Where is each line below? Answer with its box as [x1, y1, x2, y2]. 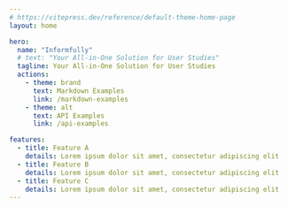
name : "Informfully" [17, 45, 93, 54]
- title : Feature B [17, 160, 90, 169]
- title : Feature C [17, 176, 90, 186]
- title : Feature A [17, 143, 90, 153]
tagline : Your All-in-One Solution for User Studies [17, 62, 216, 71]
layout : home [9, 21, 58, 30]
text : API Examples [32, 111, 105, 120]
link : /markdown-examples [32, 95, 128, 103]
